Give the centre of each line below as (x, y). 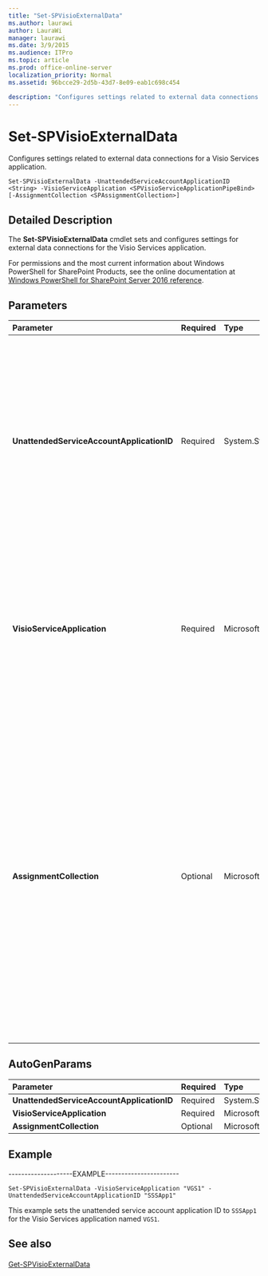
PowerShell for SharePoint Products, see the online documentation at (122, 271)
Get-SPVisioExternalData (49, 1264)
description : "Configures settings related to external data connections (134, 97)
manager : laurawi (37, 38)
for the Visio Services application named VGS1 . (84, 1219)
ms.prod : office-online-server (60, 68)
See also (30, 1244)
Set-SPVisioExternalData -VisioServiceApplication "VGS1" (106, 1188)
